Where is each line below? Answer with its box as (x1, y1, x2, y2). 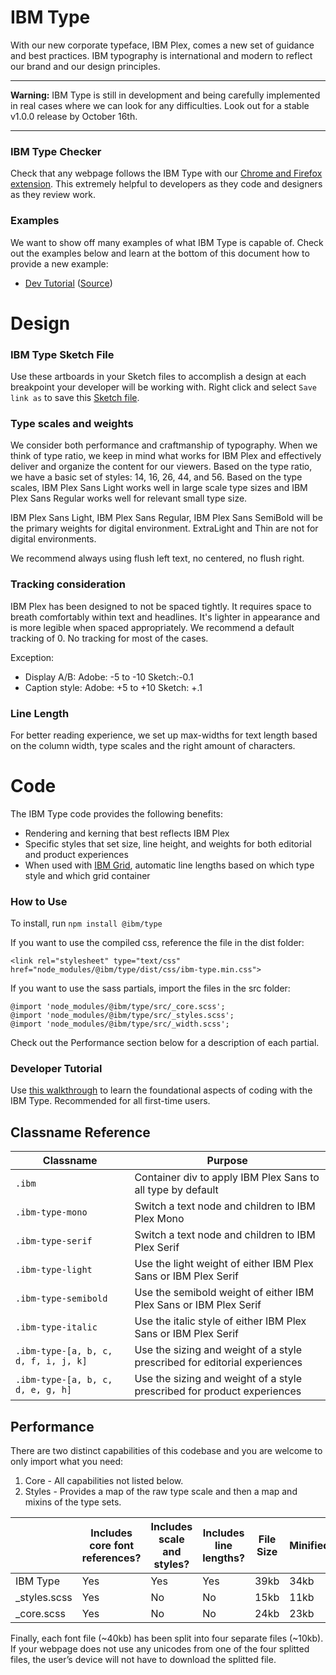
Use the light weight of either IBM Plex (134, 1257, 314, 1271)
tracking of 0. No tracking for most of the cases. (10, 632, 209, 644)
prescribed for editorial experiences (134, 1356, 303, 1370)
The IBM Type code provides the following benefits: (10, 807, 224, 820)
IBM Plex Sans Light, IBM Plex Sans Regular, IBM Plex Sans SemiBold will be (10, 512, 323, 524)
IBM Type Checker (10, 144, 102, 158)
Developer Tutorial (10, 1062, 103, 1076)
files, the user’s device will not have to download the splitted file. (10, 1654, 277, 1666)
